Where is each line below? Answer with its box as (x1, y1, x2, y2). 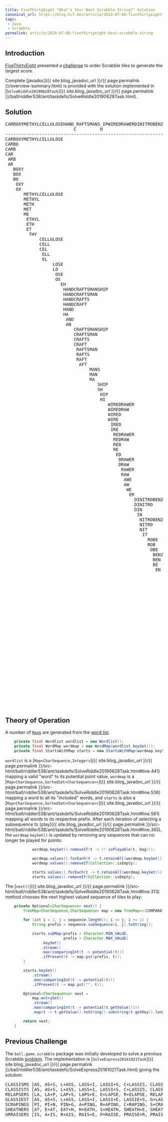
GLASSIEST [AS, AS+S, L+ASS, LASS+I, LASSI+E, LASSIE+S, (5, 1096, 148, 1102)
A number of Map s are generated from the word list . (5, 729, 110, 735)
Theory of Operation (5, 716, 70, 725)
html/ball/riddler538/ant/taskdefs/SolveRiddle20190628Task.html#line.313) (5, 889, 160, 895)
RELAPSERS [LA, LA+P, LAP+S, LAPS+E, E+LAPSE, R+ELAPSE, (5, 1091, 148, 1097)
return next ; (23, 1018, 50, 1024)
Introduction (5, 49, 45, 58)
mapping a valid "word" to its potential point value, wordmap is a (5, 774, 134, 780)
